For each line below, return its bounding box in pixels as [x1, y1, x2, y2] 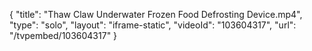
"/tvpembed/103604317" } [9, 30, 118, 41]
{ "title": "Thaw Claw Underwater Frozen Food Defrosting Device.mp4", [9, 9, 303, 20]
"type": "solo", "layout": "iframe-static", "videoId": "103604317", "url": [9, 19, 297, 31]
